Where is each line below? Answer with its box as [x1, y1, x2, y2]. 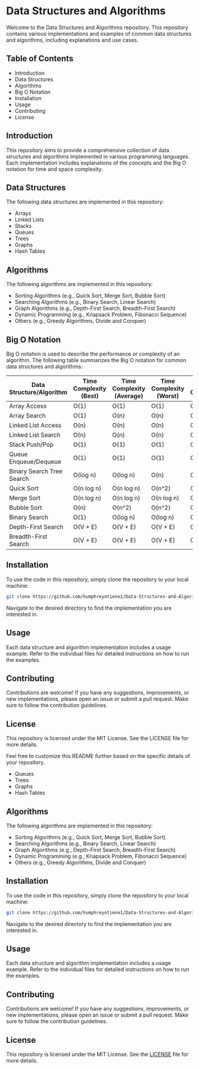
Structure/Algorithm [9, 388, 68, 396]
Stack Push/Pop [9, 440, 54, 449]
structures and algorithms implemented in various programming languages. [6, 153, 190, 160]
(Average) [114, 392, 143, 400]
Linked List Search [9, 431, 61, 439]
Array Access [9, 402, 47, 410]
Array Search [9, 411, 46, 420]
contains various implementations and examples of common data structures [6, 30, 192, 37]
